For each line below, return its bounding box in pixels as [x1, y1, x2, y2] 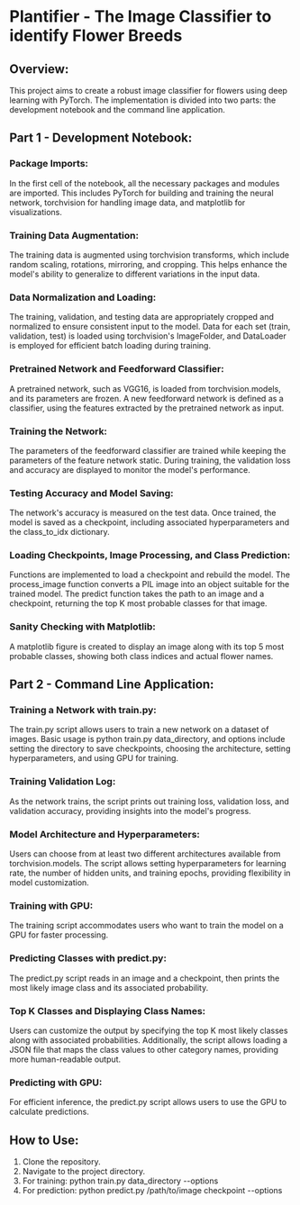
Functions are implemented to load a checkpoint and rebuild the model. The [9, 569, 291, 580]
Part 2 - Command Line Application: [9, 677, 214, 693]
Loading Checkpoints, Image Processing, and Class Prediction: [9, 549, 291, 562]
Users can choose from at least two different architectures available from [9, 848, 281, 859]
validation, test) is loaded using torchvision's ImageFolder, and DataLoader [9, 331, 286, 341]
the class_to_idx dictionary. [9, 527, 110, 538]
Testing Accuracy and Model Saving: [9, 486, 174, 499]
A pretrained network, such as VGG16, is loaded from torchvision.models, [9, 383, 281, 394]
